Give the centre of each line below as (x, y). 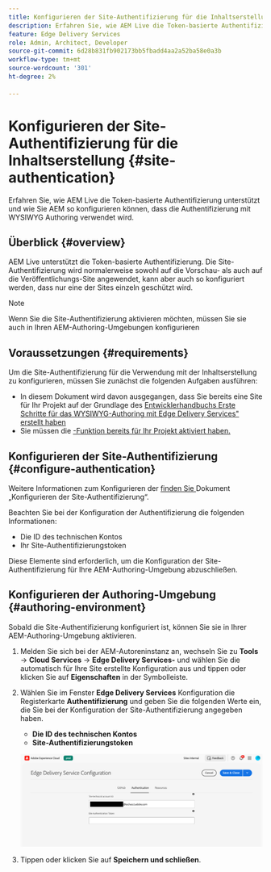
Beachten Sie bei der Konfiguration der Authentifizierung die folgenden (126, 512)
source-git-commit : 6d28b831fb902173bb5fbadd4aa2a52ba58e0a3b (115, 51)
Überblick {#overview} (67, 242)
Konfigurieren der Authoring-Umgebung (112, 595)
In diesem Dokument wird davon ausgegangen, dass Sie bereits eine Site (141, 396)
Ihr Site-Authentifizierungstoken (73, 545)
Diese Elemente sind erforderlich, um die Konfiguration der (106, 561)
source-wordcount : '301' (50, 69)
